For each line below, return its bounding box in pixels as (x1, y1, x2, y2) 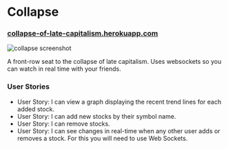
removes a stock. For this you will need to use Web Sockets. (17, 134, 188, 142)
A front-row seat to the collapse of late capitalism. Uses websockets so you (7, 58, 222, 66)
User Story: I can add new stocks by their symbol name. (17, 112, 176, 120)
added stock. (17, 104, 55, 113)
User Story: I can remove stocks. (17, 119, 110, 128)
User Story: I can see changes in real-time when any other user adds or (17, 126, 220, 135)
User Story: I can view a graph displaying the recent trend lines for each (17, 98, 222, 106)
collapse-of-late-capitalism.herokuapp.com (7, 29, 158, 38)
